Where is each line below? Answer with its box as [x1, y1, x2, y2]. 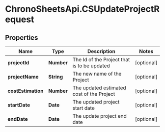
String [48, 74, 63, 80]
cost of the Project [72, 91, 115, 97]
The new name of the [72, 70, 122, 77]
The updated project [72, 99, 120, 105]
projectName [7, 74, 39, 80]
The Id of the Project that [72, 56, 130, 63]
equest [5, 14, 34, 25]
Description [87, 48, 115, 54]
